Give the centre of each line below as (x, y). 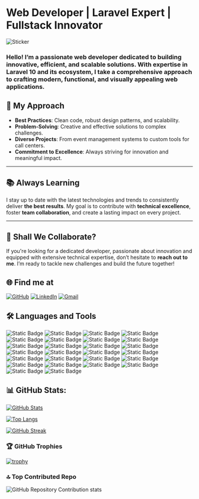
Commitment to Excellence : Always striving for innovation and (92, 152)
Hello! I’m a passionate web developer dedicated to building (94, 57)
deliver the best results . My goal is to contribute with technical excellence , (99, 206)
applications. (25, 87)
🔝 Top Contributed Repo (41, 476)
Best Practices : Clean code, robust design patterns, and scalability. (97, 120)
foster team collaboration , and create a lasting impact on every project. (94, 213)
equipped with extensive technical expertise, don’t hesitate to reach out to (97, 257)
